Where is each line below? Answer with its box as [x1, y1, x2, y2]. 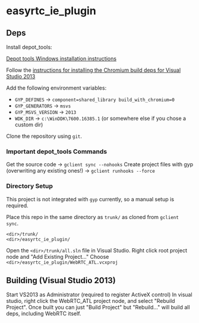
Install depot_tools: [6, 43, 52, 50]
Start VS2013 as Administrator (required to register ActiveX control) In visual [6, 291, 192, 298]
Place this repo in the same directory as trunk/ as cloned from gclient [6, 213, 179, 220]
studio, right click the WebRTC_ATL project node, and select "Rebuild [6, 297, 175, 305]
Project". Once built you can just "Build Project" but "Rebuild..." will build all [6, 304, 190, 311]
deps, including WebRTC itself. [6, 310, 81, 317]
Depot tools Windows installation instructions [6, 55, 117, 62]
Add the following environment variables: [6, 84, 107, 91]
